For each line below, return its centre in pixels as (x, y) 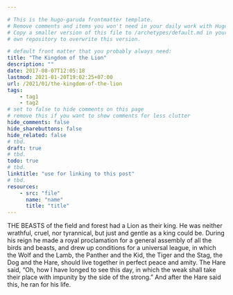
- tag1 (29, 97)
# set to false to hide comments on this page (76, 109)
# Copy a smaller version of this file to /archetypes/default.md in (110, 33)
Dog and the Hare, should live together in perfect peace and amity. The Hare (116, 262)
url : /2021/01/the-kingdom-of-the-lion (65, 84)
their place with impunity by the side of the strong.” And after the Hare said (114, 277)
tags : (15, 90)
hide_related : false (37, 135)
